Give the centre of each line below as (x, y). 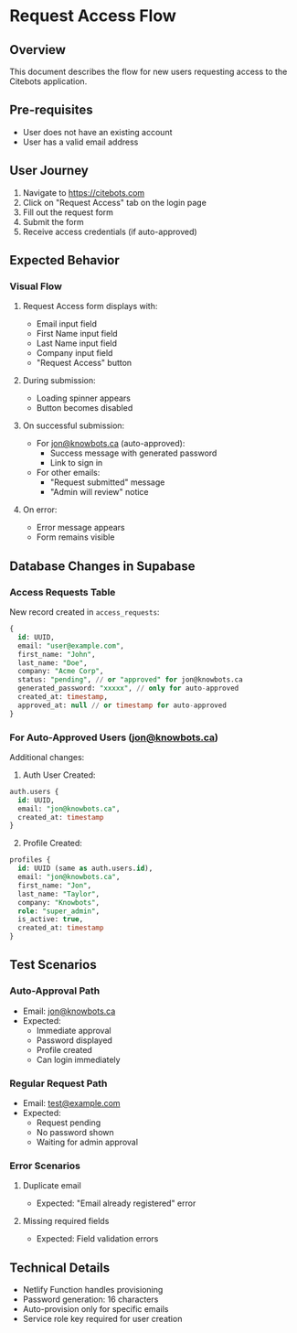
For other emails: (68, 473)
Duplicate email (52, 1186)
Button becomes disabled (85, 408)
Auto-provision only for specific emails (95, 1309)
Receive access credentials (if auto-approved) (110, 231)
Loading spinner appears (83, 398)
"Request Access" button (84, 363)
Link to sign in (76, 463)
